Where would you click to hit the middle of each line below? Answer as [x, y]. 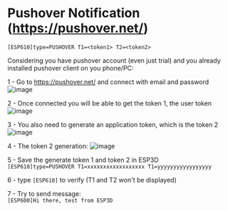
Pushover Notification [74, 13]
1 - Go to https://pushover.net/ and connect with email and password [108, 82]
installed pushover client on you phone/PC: [71, 68]
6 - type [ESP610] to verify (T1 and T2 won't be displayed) [92, 180]
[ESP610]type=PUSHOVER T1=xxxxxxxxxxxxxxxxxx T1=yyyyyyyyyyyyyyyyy [110, 166]
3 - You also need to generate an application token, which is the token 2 [113, 124]
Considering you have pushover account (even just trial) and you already [114, 60]
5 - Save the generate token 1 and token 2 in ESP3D [83, 160]
